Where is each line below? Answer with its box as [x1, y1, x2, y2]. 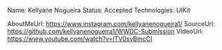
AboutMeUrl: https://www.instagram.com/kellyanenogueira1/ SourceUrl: [7, 20, 216, 27]
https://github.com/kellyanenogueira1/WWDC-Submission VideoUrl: [7, 27, 204, 35]
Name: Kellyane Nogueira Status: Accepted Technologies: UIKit [7, 6, 191, 14]
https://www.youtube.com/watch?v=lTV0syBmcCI [7, 35, 152, 43]
